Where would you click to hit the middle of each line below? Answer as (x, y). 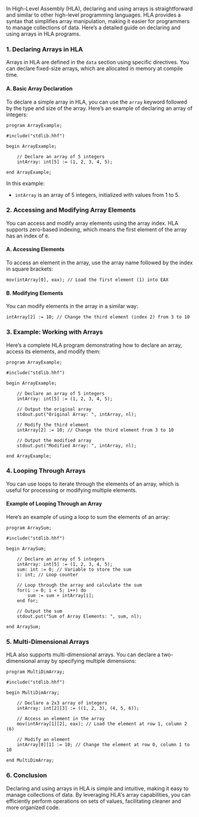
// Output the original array (54, 409)
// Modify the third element (53, 425)
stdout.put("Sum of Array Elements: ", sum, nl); (80, 616)
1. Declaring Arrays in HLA (45, 49)
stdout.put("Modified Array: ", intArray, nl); (77, 446)
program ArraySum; (29, 528)
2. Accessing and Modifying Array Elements (71, 210)
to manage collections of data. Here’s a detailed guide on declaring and (94, 27)
